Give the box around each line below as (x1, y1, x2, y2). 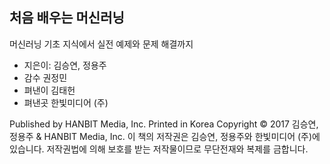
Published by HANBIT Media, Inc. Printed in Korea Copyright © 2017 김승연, (9, 118, 319, 130)
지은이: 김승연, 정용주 (23, 59, 107, 71)
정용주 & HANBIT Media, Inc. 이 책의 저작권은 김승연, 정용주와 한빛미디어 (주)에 (9, 130, 321, 142)
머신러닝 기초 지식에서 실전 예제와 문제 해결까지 (9, 38, 194, 50)
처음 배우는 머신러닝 (9, 9, 125, 27)
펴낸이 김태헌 (23, 84, 76, 96)
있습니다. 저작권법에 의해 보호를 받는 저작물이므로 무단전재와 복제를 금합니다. (9, 143, 309, 155)
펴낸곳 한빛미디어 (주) (23, 96, 109, 108)
